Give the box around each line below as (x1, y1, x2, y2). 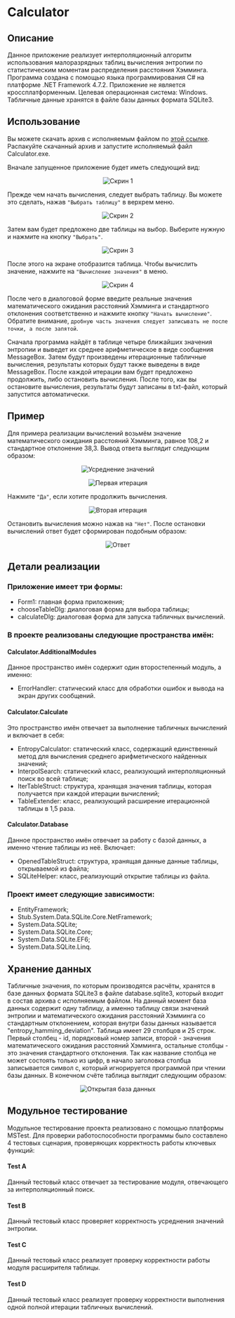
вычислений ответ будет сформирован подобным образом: (7, 527, 187, 535)
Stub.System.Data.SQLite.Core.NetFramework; (17, 913, 153, 921)
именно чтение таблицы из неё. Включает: (7, 843, 135, 852)
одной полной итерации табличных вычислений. (7, 1303, 154, 1311)
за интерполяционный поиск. (7, 1185, 95, 1194)
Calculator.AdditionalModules (7, 647, 97, 656)
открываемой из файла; (17, 864, 89, 873)
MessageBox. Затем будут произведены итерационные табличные (7, 352, 207, 361)
